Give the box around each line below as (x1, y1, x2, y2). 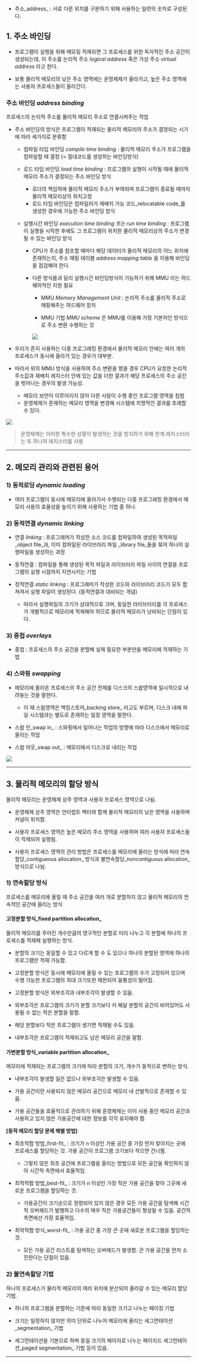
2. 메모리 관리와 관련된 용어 (6, 462, 99, 472)
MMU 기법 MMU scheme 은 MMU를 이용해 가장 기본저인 (40, 314, 173, 321)
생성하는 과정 (35, 548, 66, 556)
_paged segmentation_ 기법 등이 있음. (19, 1344, 108, 1351)
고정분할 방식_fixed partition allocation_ (6, 915, 102, 922)
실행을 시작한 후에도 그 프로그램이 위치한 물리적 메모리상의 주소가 (29, 227, 179, 234)
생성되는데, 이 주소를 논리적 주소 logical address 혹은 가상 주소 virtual (14, 55, 176, 62)
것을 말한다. (30, 691, 57, 699)
